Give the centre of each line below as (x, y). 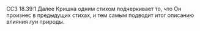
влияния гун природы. (35, 22)
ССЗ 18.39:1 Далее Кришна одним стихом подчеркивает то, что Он (94, 9)
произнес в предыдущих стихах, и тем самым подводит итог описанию (100, 15)
